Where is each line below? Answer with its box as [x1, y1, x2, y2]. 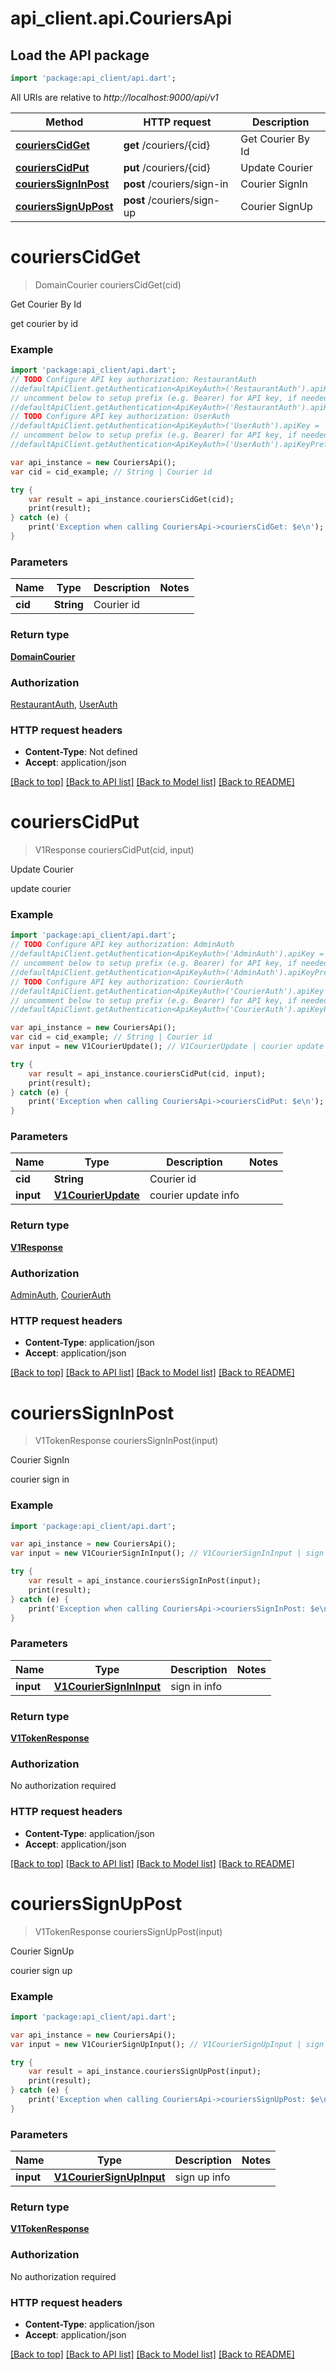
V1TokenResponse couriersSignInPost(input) [34, 1435, 219, 1447]
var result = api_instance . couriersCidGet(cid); [28, 494, 235, 504]
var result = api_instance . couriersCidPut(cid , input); [28, 1068, 267, 1079]
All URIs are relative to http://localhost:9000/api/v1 [10, 91, 219, 103]
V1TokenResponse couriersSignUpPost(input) [34, 1925, 223, 1937]
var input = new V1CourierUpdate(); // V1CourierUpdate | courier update [10, 1042, 325, 1052]
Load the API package [10, 47, 150, 64]
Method [45, 115, 84, 129]
